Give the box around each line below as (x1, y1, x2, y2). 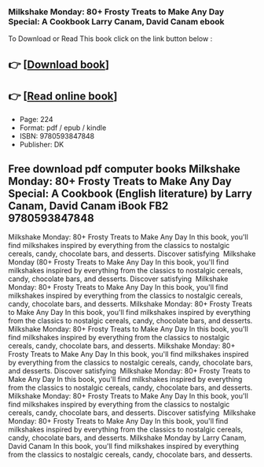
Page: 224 (19, 114, 53, 124)
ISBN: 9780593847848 (19, 131, 95, 140)
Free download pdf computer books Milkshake (8, 162, 241, 176)
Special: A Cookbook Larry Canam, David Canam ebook (8, 16, 225, 27)
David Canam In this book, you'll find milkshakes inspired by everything (8, 442, 240, 451)
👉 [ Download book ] (8, 57, 110, 71)
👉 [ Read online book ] (8, 90, 118, 103)
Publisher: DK (19, 139, 64, 149)
